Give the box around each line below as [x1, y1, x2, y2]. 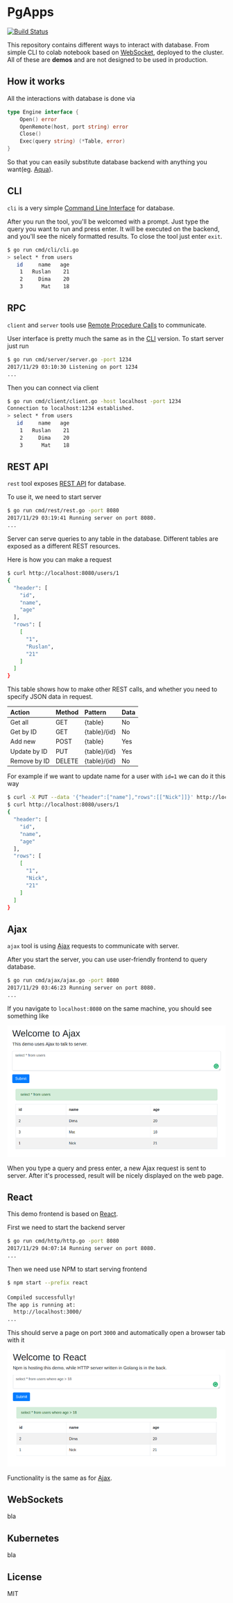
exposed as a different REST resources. [7, 542, 121, 551]
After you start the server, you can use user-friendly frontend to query [7, 955, 208, 964]
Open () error [19, 116, 58, 123]
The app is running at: [7, 1301, 76, 1309]
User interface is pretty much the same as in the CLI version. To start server [7, 334, 224, 342]
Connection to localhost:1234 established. [7, 405, 135, 412]
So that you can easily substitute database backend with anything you [7, 158, 208, 166]
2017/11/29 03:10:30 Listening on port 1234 [7, 363, 138, 370]
